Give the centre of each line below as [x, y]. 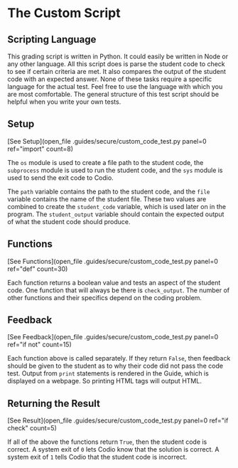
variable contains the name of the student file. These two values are [107, 199]
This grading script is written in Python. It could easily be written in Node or [118, 56]
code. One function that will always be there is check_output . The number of [119, 290]
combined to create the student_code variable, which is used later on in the [117, 206]
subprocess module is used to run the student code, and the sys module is [115, 170]
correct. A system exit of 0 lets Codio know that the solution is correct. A [113, 450]
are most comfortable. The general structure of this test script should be [113, 94]
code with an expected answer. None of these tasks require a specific [110, 79]
